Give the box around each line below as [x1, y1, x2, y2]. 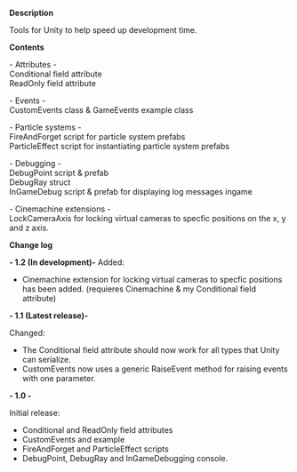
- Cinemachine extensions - [9, 204, 111, 214]
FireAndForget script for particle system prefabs [9, 132, 186, 141]
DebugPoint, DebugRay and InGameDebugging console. [21, 453, 229, 463]
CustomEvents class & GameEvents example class [9, 105, 194, 115]
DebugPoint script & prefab [9, 168, 109, 178]
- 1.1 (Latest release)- [9, 310, 89, 321]
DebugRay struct [9, 177, 71, 188]
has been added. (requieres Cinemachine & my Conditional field [21, 284, 256, 294]
